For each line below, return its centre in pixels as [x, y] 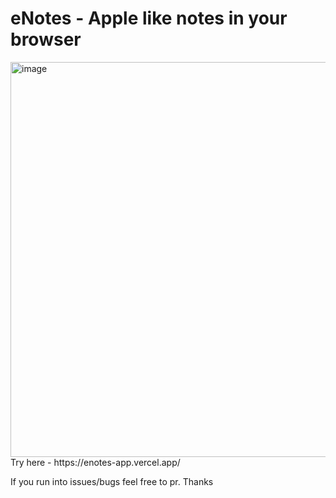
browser [46, 39]
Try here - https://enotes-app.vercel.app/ [95, 462]
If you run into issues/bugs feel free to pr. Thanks [112, 481]
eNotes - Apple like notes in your [149, 18]
